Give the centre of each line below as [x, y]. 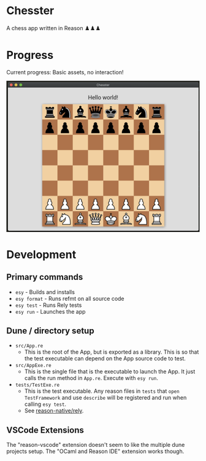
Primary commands [45, 277]
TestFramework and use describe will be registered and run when [105, 398]
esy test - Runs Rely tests [48, 305]
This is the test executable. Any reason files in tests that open [102, 391]
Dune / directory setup [50, 331]
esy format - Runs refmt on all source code [70, 298]
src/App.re [29, 346]
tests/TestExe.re [37, 385]
